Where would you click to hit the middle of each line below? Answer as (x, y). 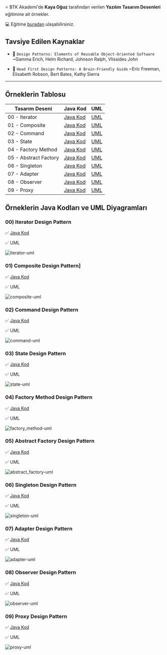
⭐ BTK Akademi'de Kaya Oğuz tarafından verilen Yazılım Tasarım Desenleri (83, 7)
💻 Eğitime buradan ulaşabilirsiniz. (40, 24)
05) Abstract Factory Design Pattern (50, 441)
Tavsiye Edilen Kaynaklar (45, 42)
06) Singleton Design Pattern (41, 485)
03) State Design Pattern (36, 353)
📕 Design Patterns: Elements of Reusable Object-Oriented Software (83, 53)
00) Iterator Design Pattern (38, 222)
